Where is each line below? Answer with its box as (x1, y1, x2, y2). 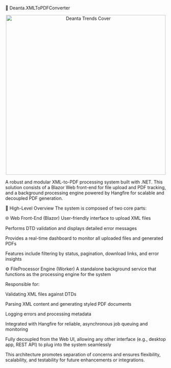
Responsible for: (5, 281, 40, 287)
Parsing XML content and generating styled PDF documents (5, 301, 132, 307)
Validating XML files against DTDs (5, 291, 77, 297)
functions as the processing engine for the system (5, 271, 111, 277)
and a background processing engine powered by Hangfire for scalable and (5, 190, 164, 196)
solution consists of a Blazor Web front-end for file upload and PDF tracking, (5, 185, 166, 190)
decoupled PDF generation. (5, 195, 63, 201)
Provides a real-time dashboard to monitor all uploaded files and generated (5, 235, 163, 241)
